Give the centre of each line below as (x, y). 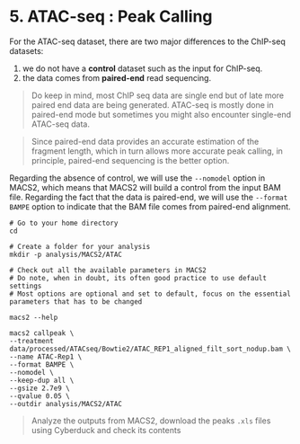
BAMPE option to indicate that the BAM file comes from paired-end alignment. (150, 206)
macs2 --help (34, 317)
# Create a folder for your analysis (80, 246)
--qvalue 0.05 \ (40, 396)
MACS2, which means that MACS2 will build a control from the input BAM (145, 187)
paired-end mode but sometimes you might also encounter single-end (161, 114)
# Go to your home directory (64, 223)
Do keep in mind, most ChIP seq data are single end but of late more (158, 95)
